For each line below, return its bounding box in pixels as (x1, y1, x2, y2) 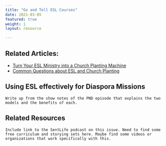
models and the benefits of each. (5, 100, 78, 105)
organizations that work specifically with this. (5, 136, 112, 141)
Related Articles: (5, 49, 59, 58)
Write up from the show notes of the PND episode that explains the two (5, 96, 161, 101)
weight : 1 (5, 21, 26, 27)
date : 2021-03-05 (5, 12, 42, 17)
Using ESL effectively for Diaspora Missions (5, 83, 145, 91)
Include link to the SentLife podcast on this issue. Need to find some (5, 127, 161, 132)
